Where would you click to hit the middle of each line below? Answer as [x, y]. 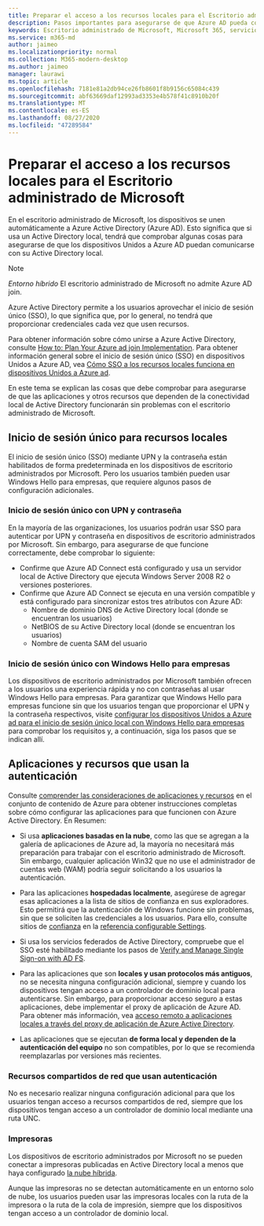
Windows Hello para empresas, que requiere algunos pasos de [110, 482]
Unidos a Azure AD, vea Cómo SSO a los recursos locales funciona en [122, 364]
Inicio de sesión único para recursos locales [118, 438]
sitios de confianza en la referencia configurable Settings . [113, 926]
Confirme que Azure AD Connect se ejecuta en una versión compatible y [137, 593]
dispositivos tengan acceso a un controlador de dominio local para [127, 990]
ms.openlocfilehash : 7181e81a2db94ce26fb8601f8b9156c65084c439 [114, 89]
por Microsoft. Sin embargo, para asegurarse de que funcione [108, 544]
